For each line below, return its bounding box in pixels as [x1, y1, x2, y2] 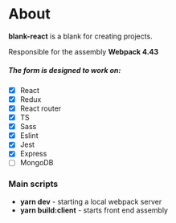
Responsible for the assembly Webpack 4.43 [8, 47, 159, 56]
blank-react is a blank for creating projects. [8, 31, 153, 41]
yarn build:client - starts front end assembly [19, 205, 169, 215]
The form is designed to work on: [8, 65, 121, 75]
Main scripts [8, 178, 59, 189]
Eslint [19, 131, 39, 140]
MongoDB [19, 158, 54, 168]
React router [19, 103, 62, 113]
